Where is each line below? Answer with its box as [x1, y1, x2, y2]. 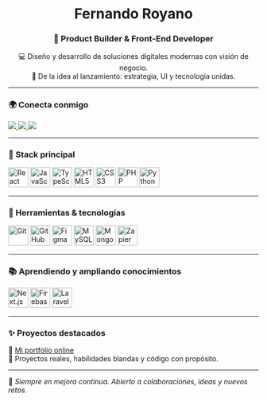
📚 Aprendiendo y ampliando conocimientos [8, 266, 182, 277]
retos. [8, 385, 28, 395]
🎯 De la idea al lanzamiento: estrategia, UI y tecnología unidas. [31, 72, 236, 81]
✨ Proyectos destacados [8, 327, 106, 338]
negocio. [118, 63, 149, 72]
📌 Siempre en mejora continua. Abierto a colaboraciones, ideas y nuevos [8, 376, 248, 386]
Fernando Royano [74, 5, 193, 23]
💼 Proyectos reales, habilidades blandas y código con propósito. [8, 353, 219, 363]
